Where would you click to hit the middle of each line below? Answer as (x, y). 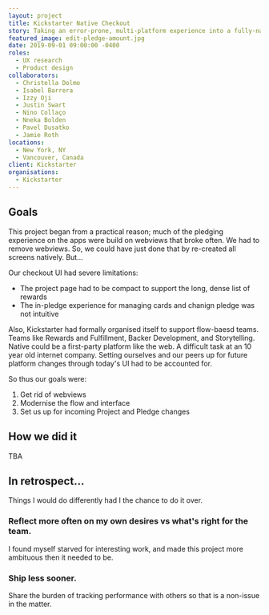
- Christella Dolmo (48, 83)
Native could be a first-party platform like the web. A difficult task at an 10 (130, 346)
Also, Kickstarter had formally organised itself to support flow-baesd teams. (133, 329)
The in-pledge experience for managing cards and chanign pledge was (137, 305)
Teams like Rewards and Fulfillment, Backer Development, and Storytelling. (132, 338)
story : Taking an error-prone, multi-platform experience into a (119, 30)
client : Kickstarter (43, 165)
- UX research (39, 61)
